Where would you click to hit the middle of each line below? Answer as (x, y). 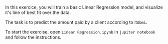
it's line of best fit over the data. (38, 12)
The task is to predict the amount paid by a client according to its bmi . (76, 22)
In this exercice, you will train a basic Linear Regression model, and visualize (84, 7)
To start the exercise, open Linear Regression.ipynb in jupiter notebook (80, 32)
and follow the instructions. (33, 37)
